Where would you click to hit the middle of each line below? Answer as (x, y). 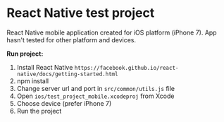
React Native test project (81, 13)
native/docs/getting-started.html (67, 74)
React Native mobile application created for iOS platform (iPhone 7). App (112, 32)
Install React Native (45, 67)
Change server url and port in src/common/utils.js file (96, 88)
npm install (33, 81)
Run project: (25, 54)
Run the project (39, 111)
